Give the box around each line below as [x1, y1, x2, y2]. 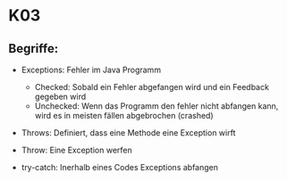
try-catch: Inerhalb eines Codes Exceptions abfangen [21, 162, 219, 172]
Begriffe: [8, 41, 59, 56]
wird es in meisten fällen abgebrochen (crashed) [34, 111, 214, 120]
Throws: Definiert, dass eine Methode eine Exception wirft [21, 128, 236, 138]
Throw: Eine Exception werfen [21, 144, 133, 155]
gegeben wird [34, 91, 87, 102]
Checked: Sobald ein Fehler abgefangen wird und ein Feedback [34, 82, 270, 92]
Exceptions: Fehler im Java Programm [21, 64, 162, 75]
